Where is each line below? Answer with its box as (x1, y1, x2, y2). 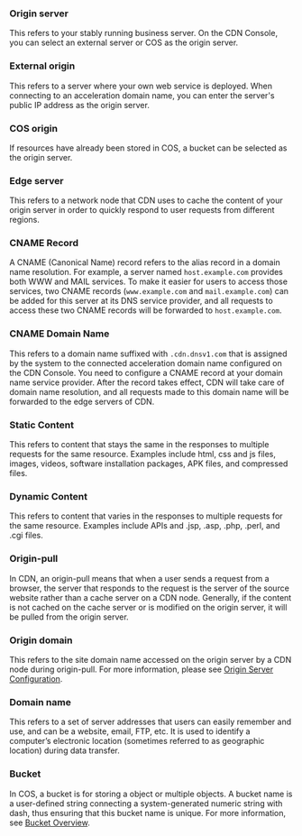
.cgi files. (9, 530, 43, 541)
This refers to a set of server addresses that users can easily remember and (9, 716, 292, 728)
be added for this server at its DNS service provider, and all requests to (9, 296, 273, 307)
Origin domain (9, 634, 73, 647)
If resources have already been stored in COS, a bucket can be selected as (9, 142, 288, 153)
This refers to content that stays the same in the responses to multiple (9, 439, 270, 450)
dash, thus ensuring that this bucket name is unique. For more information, (9, 807, 287, 818)
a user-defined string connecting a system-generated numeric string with (9, 797, 283, 809)
